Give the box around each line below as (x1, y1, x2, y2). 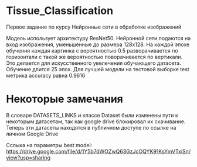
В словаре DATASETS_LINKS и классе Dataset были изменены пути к (6, 112, 179, 119)
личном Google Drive (6, 130, 59, 137)
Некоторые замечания (6, 92, 123, 106)
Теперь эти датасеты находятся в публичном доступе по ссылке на (6, 124, 176, 131)
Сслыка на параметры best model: (6, 141, 93, 148)
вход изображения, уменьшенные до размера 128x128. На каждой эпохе (6, 41, 190, 48)
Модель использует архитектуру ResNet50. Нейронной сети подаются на (6, 34, 191, 41)
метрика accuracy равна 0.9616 (6, 72, 86, 79)
